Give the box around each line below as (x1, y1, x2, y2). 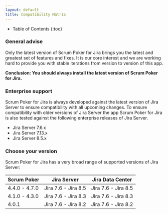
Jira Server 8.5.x (12, 135, 47, 141)
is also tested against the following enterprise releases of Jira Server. (5, 115, 148, 121)
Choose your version (5, 148, 58, 155)
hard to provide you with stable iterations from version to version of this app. (5, 60, 163, 66)
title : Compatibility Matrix (5, 12, 66, 17)
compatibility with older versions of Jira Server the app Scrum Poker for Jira (5, 109, 162, 115)
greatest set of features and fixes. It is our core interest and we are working (5, 54, 161, 60)
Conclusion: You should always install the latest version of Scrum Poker (5, 69, 158, 75)
